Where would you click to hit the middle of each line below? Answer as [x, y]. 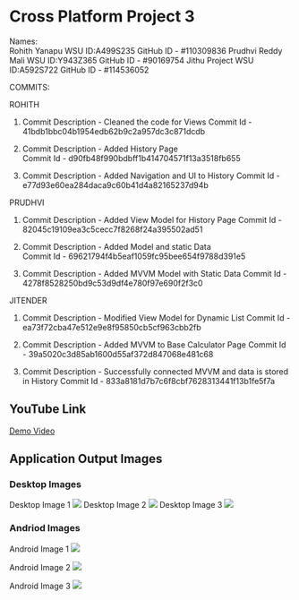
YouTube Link [48, 409]
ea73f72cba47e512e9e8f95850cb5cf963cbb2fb [111, 327]
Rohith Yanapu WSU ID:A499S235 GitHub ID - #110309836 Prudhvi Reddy [146, 50]
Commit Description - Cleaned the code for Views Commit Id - [137, 122]
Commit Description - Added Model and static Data [117, 246]
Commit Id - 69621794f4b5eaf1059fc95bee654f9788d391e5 [134, 256]
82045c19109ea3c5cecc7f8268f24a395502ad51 [112, 229]
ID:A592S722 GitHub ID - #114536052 [79, 70]
